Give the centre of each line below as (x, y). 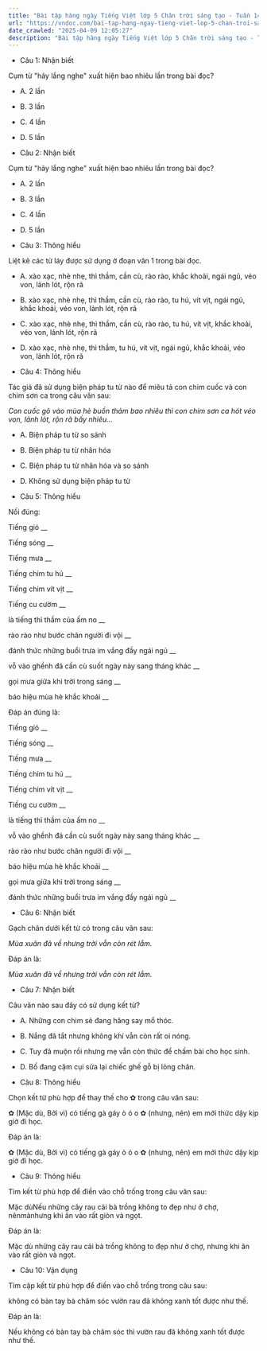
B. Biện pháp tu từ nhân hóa (65, 450)
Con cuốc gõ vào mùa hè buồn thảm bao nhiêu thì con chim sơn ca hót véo (132, 411)
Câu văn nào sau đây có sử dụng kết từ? (74, 1005)
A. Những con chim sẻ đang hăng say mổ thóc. (97, 1021)
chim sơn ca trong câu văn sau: (60, 395)
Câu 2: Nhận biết (47, 153)
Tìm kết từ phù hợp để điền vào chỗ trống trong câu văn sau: (108, 1192)
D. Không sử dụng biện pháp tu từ (75, 481)
